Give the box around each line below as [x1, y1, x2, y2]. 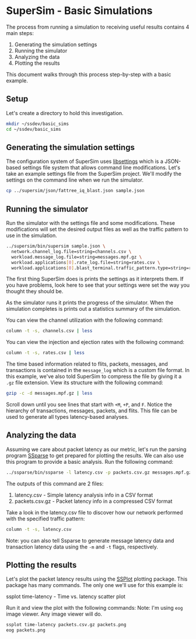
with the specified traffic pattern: [6, 515, 85, 522]
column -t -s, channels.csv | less [6, 328, 93, 334]
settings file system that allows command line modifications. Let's [22, 164, 181, 171]
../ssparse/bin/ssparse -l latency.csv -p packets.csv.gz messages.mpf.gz [6, 469, 192, 475]
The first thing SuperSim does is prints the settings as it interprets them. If [6, 276, 184, 283]
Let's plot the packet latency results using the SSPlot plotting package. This [6, 575, 188, 582]
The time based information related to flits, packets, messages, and [6, 360, 168, 367]
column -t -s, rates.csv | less [6, 350, 85, 356]
